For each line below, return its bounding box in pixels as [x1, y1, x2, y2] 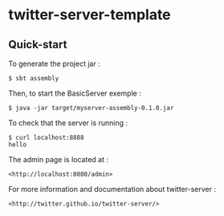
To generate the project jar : [8, 59, 100, 68]
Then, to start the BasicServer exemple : [8, 88, 142, 98]
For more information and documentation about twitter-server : [8, 185, 217, 194]
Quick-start [8, 38, 67, 51]
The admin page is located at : [8, 155, 108, 164]
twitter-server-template [8, 6, 171, 24]
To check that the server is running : [8, 118, 128, 128]
